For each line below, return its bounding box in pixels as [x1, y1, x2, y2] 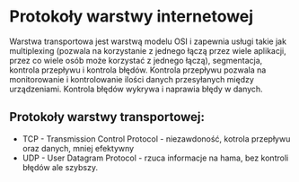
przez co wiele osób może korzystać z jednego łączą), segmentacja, [9, 55, 263, 65]
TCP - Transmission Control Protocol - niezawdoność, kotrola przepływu [22, 133, 291, 144]
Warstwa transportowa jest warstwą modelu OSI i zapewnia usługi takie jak [9, 36, 287, 47]
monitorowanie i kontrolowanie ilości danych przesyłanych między [9, 74, 254, 84]
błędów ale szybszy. [22, 161, 99, 172]
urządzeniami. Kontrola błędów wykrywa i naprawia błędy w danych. [9, 83, 263, 94]
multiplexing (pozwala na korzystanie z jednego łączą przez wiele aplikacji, [9, 45, 287, 56]
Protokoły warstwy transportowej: [9, 109, 205, 125]
